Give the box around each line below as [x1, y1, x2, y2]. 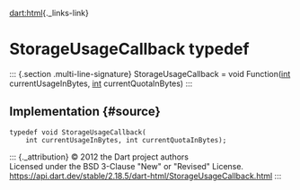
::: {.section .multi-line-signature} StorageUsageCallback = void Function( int [9, 68, 291, 79]
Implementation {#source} [9, 104, 162, 119]
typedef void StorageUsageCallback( [9, 127, 146, 137]
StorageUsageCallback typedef [9, 39, 250, 59]
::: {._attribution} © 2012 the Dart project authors [9, 151, 189, 162]
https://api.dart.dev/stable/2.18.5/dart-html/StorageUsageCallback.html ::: [9, 170, 282, 181]
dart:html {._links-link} [9, 8, 90, 18]
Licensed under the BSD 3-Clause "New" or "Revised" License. [9, 160, 244, 171]
